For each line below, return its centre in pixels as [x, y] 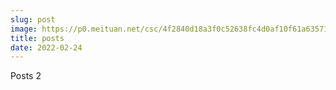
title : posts [37, 38]
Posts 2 [26, 76]
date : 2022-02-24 [46, 47]
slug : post [33, 19]
